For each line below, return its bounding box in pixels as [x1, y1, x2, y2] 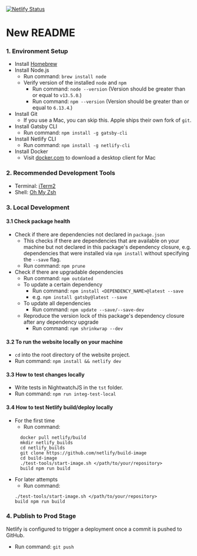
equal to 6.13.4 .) [32, 104, 73, 111]
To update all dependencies [23, 299, 91, 307]
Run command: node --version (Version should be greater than [32, 85, 186, 92]
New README [6, 26, 75, 39]
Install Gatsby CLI [14, 123, 58, 130]
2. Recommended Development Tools [6, 169, 116, 177]
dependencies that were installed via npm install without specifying [23, 249, 189, 257]
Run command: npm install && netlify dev [14, 358, 122, 365]
